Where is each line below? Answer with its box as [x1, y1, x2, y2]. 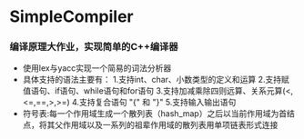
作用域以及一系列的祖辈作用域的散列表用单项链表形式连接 [62, 120, 279, 131]
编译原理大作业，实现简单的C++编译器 [9, 41, 179, 54]
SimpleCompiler [9, 6, 134, 27]
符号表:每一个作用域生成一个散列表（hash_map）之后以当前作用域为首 [22, 108, 288, 119]
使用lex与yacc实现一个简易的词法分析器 [22, 63, 172, 74]
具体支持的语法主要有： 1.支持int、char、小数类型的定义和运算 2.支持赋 [22, 74, 289, 85]
